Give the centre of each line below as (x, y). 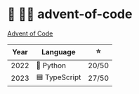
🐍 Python (51, 65)
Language (58, 52)
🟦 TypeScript (59, 77)
